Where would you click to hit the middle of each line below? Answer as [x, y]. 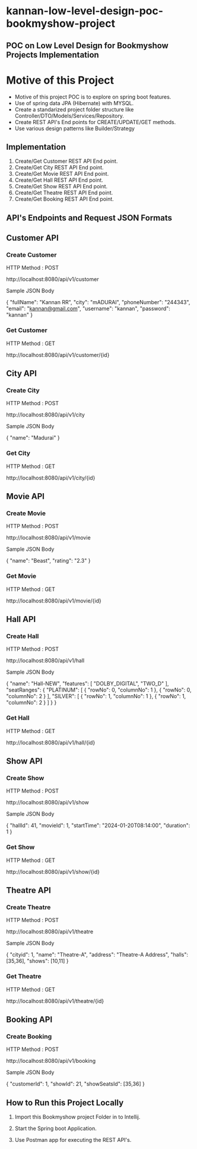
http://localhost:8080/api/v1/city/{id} [51, 478]
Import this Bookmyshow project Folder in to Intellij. [77, 1117]
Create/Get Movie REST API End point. [62, 174]
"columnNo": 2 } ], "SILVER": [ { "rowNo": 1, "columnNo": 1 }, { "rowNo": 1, [96, 696]
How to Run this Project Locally [65, 1102]
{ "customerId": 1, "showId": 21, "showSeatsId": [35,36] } [76, 1084]
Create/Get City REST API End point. [59, 168]
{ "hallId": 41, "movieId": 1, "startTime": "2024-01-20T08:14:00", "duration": [98, 826]
